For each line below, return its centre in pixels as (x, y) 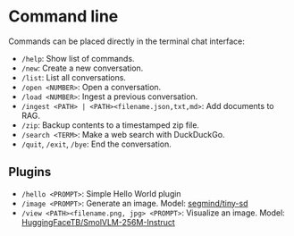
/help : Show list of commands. (78, 58)
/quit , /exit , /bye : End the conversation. (96, 144)
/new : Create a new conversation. (82, 68)
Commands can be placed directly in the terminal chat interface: (126, 41)
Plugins (30, 172)
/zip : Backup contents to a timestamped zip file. (110, 125)
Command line (63, 17)
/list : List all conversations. (74, 77)
